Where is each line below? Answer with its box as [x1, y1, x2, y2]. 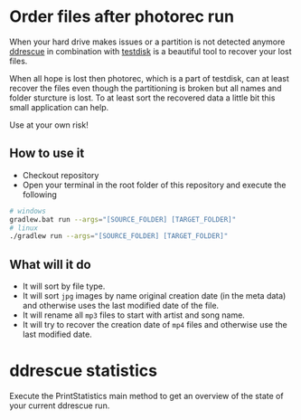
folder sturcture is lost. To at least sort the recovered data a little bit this [9, 92, 276, 103]
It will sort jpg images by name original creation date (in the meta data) [22, 291, 287, 301]
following [22, 188, 57, 200]
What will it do [9, 256, 92, 272]
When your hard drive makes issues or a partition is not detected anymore [9, 36, 286, 47]
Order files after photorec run [9, 6, 235, 27]
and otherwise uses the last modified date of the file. [22, 301, 220, 311]
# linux [9, 224, 39, 233]
